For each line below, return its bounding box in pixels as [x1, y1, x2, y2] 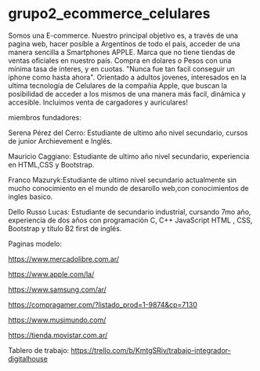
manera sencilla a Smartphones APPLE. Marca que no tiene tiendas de [8, 47, 236, 57]
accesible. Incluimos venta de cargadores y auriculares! [8, 97, 188, 107]
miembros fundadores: [8, 112, 82, 122]
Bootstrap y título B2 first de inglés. [8, 223, 122, 233]
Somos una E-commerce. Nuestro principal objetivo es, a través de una [8, 31, 239, 40]
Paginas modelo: [8, 239, 63, 248]
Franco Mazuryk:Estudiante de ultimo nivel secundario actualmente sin [8, 174, 237, 185]
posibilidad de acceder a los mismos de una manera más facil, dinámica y [8, 89, 247, 98]
